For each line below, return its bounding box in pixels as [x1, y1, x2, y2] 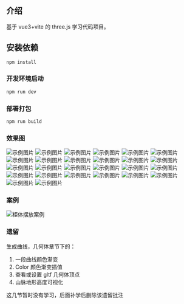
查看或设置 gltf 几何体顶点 [15, 271, 80, 278]
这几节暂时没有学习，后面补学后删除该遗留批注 [6, 291, 123, 299]
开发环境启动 [6, 75, 44, 83]
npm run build [6, 118, 43, 125]
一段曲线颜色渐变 [15, 255, 58, 263]
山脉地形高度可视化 [15, 278, 64, 286]
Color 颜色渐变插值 [15, 263, 63, 271]
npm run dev [6, 89, 36, 95]
